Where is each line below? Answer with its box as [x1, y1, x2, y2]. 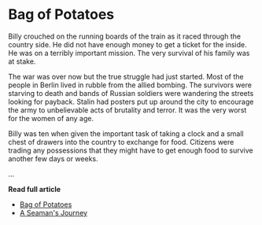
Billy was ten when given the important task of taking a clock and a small [8, 128, 244, 138]
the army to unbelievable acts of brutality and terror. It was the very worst [8, 105, 247, 115]
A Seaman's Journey [19, 208, 88, 217]
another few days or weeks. [8, 153, 98, 163]
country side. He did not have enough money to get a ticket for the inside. [8, 39, 248, 49]
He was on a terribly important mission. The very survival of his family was [8, 48, 250, 57]
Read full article [8, 184, 61, 194]
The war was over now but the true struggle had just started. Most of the [8, 72, 244, 81]
